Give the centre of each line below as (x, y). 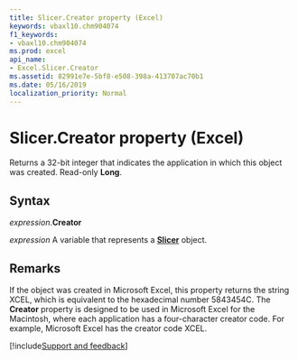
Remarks (35, 268)
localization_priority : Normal (68, 93)
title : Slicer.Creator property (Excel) (87, 18)
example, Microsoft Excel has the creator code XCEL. (108, 328)
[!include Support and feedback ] (69, 346)
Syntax (30, 201)
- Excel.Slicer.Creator (54, 69)
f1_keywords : (34, 34)
